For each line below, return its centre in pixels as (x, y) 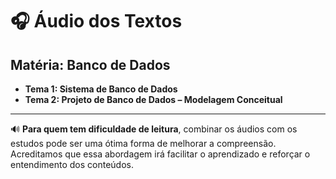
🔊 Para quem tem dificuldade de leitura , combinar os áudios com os (154, 129)
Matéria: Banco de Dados (90, 64)
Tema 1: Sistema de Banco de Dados (101, 89)
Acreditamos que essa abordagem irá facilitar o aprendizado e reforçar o (160, 154)
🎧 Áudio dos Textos (96, 21)
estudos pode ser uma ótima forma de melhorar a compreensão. (143, 143)
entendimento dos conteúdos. (72, 164)
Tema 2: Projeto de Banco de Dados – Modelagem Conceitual (153, 99)
